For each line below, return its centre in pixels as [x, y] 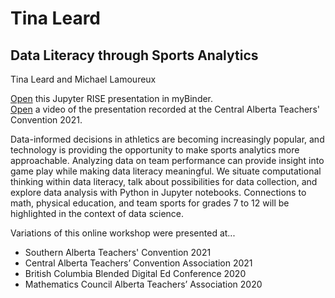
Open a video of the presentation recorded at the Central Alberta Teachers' [165, 109]
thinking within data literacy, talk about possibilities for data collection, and [164, 181]
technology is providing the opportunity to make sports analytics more [155, 150]
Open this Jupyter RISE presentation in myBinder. [112, 98]
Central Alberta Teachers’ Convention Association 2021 [138, 263]
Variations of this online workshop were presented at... [123, 233]
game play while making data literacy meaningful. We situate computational [166, 171]
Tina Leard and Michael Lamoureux [83, 79]
